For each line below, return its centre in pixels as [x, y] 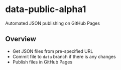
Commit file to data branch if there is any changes [64, 56]
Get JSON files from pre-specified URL [53, 51]
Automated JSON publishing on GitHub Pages [53, 23]
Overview [21, 39]
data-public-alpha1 [46, 9]
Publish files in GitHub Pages [42, 62]
